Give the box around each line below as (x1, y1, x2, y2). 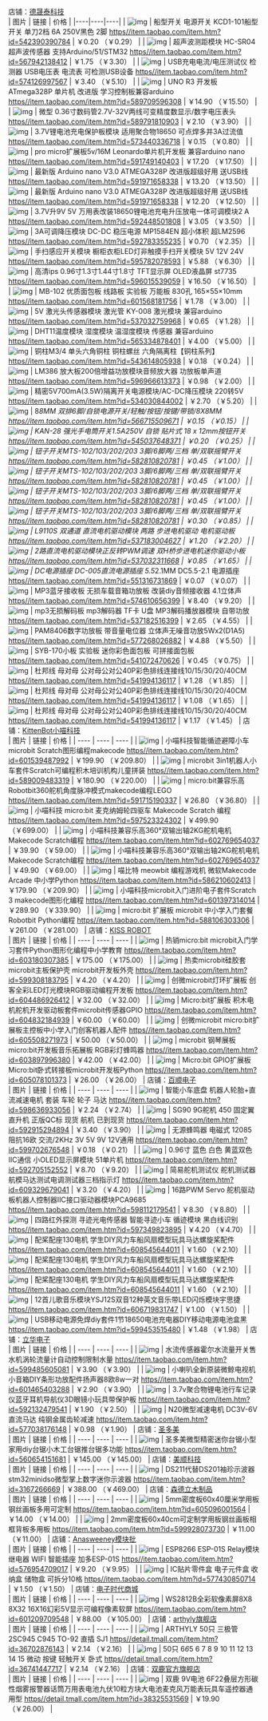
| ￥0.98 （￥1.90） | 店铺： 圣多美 (69, 1425, 179, 1434)
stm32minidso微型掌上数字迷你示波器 (8, 1474, 132, 1484)
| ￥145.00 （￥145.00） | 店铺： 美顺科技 (67, 1454, 202, 1464)
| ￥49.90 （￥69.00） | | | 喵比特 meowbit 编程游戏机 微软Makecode (8, 866, 257, 874)
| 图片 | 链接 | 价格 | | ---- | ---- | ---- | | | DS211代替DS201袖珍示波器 (8, 1465, 255, 1473)
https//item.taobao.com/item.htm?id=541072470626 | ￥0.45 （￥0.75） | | (8, 656, 254, 665)
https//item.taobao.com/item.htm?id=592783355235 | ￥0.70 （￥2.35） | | (8, 236, 255, 246)
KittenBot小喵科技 (22, 726, 81, 735)
